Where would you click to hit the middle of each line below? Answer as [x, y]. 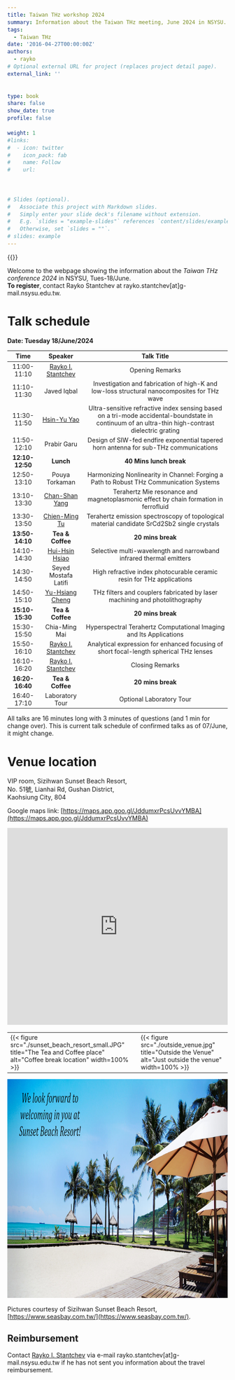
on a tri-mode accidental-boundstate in [155, 416]
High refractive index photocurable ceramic [155, 571]
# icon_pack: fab [37, 155]
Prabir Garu [61, 444]
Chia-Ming [61, 627]
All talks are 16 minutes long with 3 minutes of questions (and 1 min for [109, 718]
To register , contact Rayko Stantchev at [65, 285]
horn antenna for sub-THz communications [155, 447]
